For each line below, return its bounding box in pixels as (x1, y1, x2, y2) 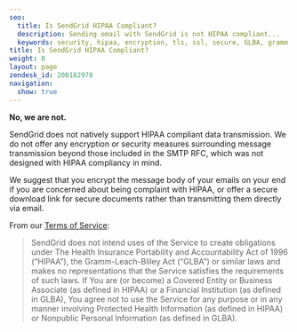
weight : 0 (9, 54, 46, 63)
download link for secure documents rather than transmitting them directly (9, 193, 282, 204)
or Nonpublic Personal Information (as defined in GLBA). (30, 312, 238, 323)
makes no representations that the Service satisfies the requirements (30, 265, 285, 276)
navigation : (9, 79, 53, 88)
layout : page (9, 63, 58, 72)
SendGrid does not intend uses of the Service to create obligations (30, 237, 276, 248)
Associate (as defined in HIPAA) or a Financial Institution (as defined (30, 284, 282, 295)
